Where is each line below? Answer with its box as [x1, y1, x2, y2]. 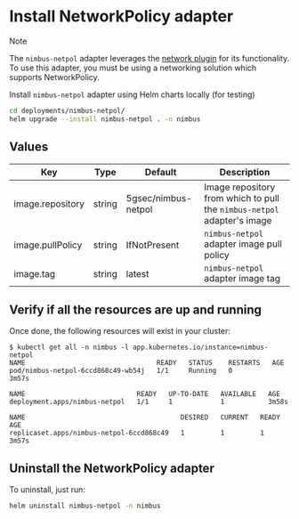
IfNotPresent [125, 239, 180, 251]
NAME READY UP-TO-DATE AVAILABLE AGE [9, 390, 280, 399]
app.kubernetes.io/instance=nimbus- [132, 343, 269, 353]
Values [9, 140, 49, 155]
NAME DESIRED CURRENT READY [9, 413, 280, 422]
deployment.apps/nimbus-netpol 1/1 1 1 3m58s [9, 398, 289, 407]
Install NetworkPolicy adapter [9, 6, 234, 27]
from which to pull [204, 191, 280, 204]
